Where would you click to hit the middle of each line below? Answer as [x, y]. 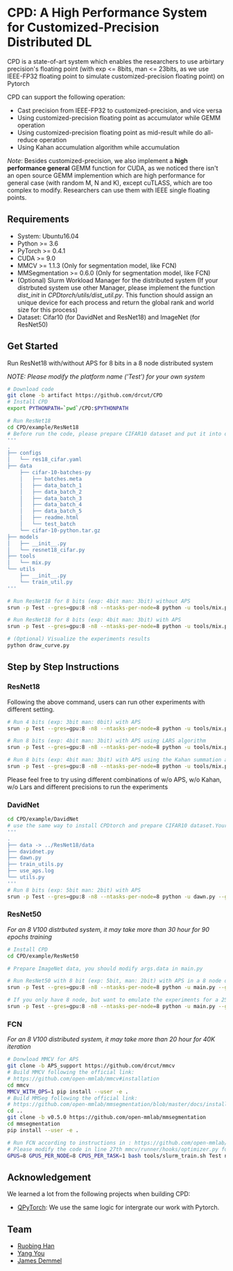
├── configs [24, 453]
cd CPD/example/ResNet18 [43, 427]
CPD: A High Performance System [107, 13]
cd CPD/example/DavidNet [43, 820]
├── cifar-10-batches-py [55, 473]
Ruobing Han [36, 1246]
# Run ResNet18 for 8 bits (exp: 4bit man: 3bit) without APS [99, 601]
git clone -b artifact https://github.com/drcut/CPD [85, 396]
